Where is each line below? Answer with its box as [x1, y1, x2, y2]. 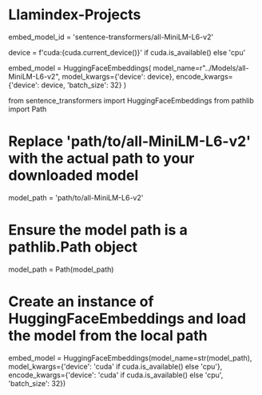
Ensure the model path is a [8, 221, 188, 240]
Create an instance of [8, 292, 154, 310]
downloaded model [8, 167, 139, 185]
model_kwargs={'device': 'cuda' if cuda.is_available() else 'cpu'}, [8, 361, 223, 371]
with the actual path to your [8, 150, 195, 167]
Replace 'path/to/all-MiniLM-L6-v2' [8, 132, 252, 151]
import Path [8, 104, 47, 114]
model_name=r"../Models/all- [153, 62, 249, 73]
